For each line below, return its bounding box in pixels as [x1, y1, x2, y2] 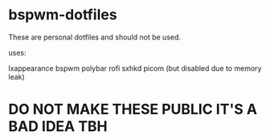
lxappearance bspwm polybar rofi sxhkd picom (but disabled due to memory [8, 63, 262, 73]
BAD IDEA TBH [8, 117, 108, 136]
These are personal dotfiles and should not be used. [8, 32, 182, 42]
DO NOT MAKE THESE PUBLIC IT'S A [8, 101, 258, 118]
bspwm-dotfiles [8, 6, 118, 24]
